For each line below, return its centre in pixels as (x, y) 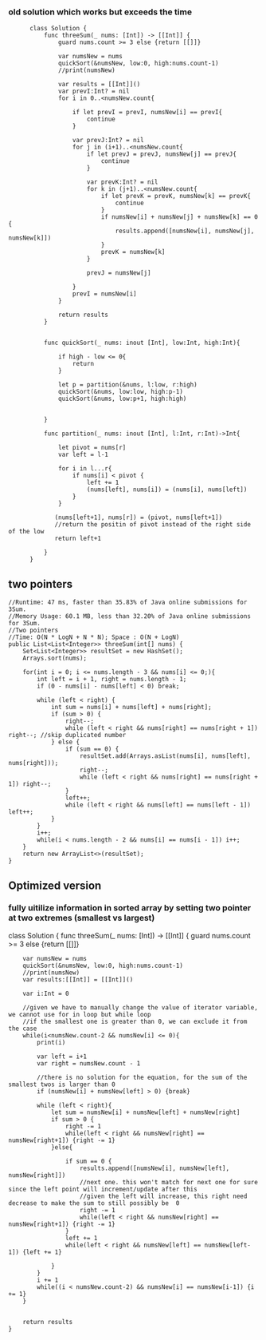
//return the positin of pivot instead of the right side (153, 525)
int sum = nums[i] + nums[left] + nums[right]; (131, 708)
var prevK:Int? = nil (122, 182)
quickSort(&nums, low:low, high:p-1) (121, 392)
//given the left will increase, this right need (163, 1196)
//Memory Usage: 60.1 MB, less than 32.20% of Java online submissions (129, 616)
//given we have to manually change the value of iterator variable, (141, 1007)
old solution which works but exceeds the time (100, 12)
